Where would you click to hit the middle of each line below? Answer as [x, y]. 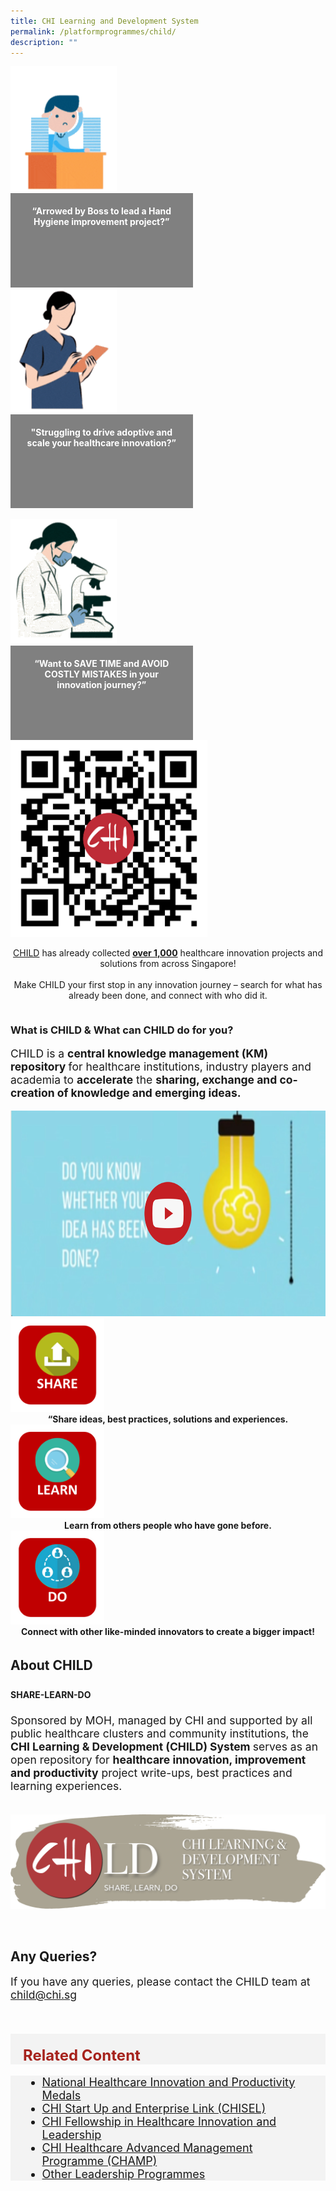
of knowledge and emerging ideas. [149, 1093]
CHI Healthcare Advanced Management [147, 2147]
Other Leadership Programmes [123, 2173]
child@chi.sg [44, 1995]
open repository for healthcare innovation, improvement [158, 1760]
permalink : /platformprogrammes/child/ [93, 31]
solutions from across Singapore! [168, 963]
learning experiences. [66, 1786]
